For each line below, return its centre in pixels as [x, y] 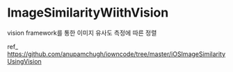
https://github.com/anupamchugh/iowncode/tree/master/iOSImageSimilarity [116, 54]
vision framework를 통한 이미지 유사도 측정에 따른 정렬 [82, 33]
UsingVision [24, 61]
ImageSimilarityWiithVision [88, 13]
